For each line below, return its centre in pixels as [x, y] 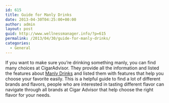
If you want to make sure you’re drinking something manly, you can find [80, 62]
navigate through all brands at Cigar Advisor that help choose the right [79, 89]
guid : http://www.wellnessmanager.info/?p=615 [56, 34]
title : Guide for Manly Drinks [39, 15]
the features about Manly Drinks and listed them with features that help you [85, 73]
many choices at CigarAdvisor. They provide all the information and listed [82, 68]
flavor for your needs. [28, 95]
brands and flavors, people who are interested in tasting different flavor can [85, 84]
